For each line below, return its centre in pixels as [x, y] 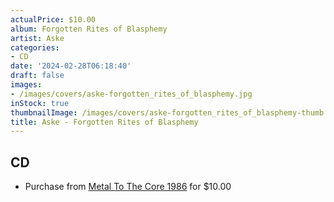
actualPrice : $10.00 [53, 19]
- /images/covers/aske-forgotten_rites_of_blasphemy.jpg [131, 94]
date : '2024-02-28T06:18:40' [71, 66]
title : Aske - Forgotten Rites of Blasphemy [104, 122]
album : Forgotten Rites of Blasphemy [89, 29]
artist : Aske [37, 38]
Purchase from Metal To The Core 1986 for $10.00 [128, 187]
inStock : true [40, 103]
